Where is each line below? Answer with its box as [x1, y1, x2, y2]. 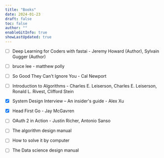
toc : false [5, 21, 28, 26]
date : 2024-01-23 [5, 12, 41, 17]
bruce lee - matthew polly [12, 63, 65, 69]
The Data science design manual [12, 147, 79, 153]
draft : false [5, 16, 32, 21]
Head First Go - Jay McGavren [12, 108, 75, 114]
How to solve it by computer [12, 137, 70, 143]
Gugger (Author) [12, 54, 46, 60]
